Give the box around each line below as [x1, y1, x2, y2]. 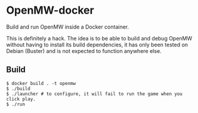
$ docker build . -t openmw [6, 80, 76, 86]
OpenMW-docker [6, 4, 94, 17]
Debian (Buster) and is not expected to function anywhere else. [6, 47, 162, 54]
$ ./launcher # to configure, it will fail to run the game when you [6, 90, 183, 97]
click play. [6, 96, 36, 102]
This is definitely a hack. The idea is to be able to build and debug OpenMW [6, 34, 193, 42]
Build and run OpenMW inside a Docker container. [6, 23, 129, 30]
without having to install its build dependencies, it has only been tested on [6, 41, 188, 48]
